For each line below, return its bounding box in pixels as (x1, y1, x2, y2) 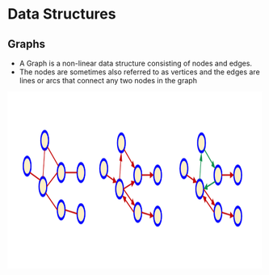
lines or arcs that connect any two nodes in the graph (19, 76, 197, 85)
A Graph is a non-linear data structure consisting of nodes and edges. (19, 58, 252, 68)
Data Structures (7, 5, 116, 23)
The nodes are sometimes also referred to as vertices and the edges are (19, 67, 260, 77)
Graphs (7, 37, 46, 51)
